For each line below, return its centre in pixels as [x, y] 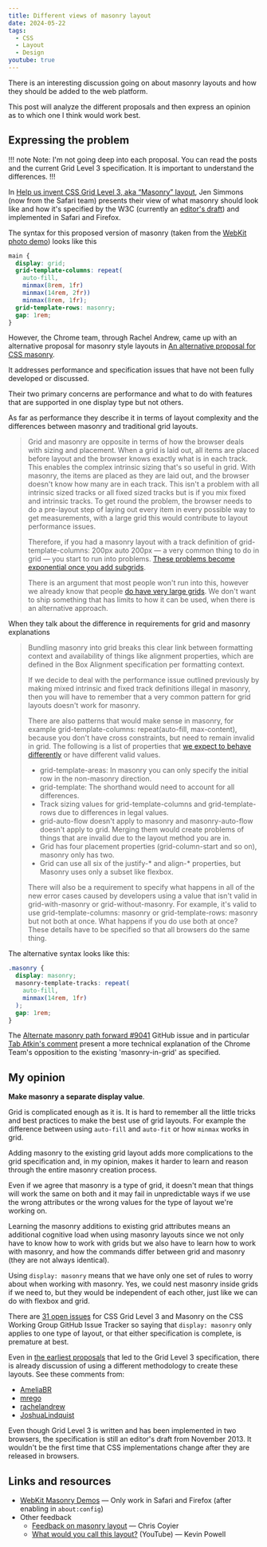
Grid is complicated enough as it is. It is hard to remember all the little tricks [132, 1112]
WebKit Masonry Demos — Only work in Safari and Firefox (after [126, 1501]
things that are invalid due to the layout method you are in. [135, 838]
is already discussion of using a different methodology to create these [123, 1366]
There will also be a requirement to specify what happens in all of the [141, 888]
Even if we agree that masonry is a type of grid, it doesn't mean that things [131, 1186]
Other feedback [45, 1517]
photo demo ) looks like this [53, 241]
